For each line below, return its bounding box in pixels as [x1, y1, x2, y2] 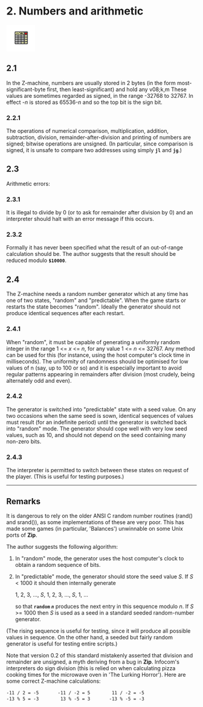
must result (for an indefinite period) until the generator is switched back [6, 418, 187, 426]
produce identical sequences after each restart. [6, 310, 125, 317]
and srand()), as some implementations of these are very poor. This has [6, 518, 184, 526]
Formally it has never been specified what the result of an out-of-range [6, 244, 183, 251]
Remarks [6, 496, 41, 507]
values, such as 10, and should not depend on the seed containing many [6, 431, 186, 438]
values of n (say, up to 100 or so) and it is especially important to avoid [6, 364, 182, 371]
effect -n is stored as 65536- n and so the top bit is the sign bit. [6, 98, 163, 106]
